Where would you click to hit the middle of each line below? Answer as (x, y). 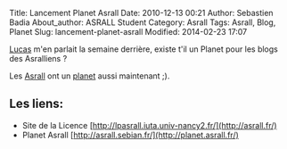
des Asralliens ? (38, 58)
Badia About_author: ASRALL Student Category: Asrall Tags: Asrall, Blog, (143, 22)
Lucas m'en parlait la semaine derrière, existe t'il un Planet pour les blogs (143, 49)
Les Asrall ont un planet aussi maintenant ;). (90, 76)
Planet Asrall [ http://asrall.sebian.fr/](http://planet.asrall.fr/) (130, 135)
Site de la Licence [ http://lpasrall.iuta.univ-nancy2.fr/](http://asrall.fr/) (150, 125)
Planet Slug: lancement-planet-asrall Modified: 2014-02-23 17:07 (128, 32)
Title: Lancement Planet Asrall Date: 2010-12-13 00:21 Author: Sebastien (141, 13)
